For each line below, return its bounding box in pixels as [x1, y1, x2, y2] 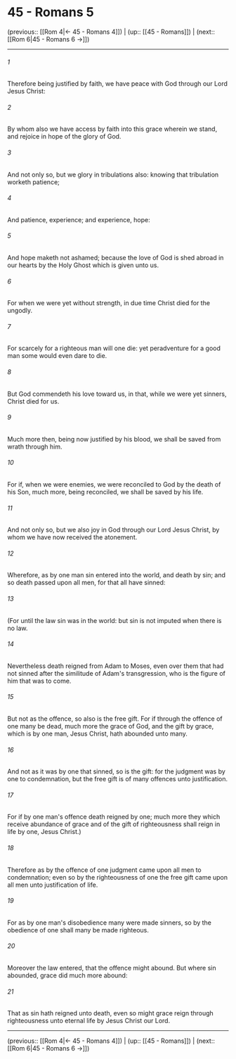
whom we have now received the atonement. [7, 533, 138, 541]
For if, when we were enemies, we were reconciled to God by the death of [7, 480, 221, 489]
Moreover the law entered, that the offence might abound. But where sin [7, 964, 216, 972]
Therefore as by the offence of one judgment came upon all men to [7, 866, 202, 874]
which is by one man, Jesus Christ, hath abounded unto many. [7, 729, 188, 738]
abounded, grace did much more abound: [7, 971, 128, 980]
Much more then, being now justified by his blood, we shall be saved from [7, 435, 221, 443]
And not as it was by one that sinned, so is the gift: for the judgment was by [7, 767, 226, 776]
